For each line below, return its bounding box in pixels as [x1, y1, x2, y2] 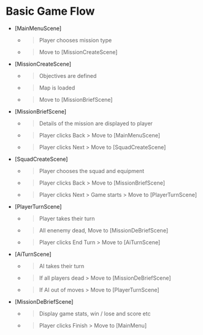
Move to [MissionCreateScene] [39, 48, 118, 56]
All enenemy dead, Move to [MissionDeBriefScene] [39, 226, 169, 234]
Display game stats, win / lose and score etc [39, 310, 151, 317]
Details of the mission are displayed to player [39, 120, 153, 127]
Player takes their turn [39, 215, 95, 222]
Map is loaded [39, 84, 75, 91]
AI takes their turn [39, 262, 85, 269]
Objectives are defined [39, 72, 97, 79]
